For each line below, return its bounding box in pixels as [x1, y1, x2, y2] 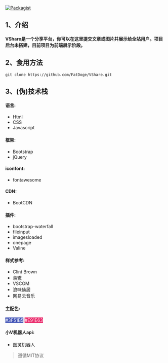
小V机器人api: [5, 330, 34, 336]
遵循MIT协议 [17, 352, 44, 358]
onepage [12, 240, 31, 246]
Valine [12, 245, 26, 251]
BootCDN [12, 200, 33, 205]
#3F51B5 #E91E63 [5, 317, 43, 323]
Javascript [12, 125, 35, 131]
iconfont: [5, 165, 25, 172]
